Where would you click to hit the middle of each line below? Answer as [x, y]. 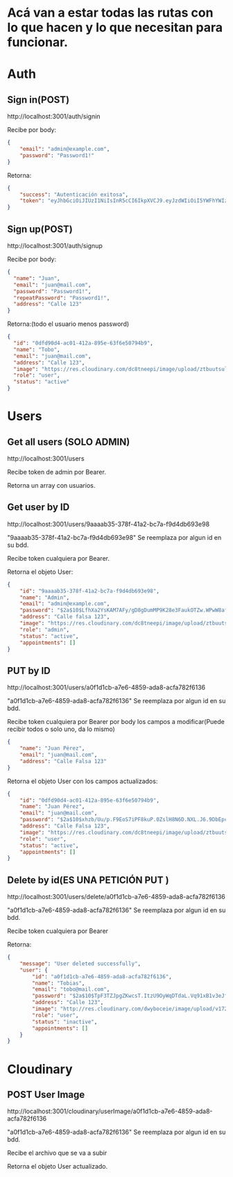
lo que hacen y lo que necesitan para [115, 27]
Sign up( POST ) [40, 229]
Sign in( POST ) [38, 100]
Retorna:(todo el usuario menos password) [68, 324]
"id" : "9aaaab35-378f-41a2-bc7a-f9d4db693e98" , [89, 591]
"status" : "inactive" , [65, 1022]
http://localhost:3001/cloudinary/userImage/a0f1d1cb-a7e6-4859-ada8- [110, 1111]
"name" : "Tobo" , [37, 349]
